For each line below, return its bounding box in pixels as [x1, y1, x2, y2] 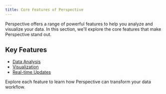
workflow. [5, 84, 25, 90]
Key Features [5, 46, 47, 54]
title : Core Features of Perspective [5, 7, 84, 12]
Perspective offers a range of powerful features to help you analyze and [5, 21, 153, 27]
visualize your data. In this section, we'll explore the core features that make [5, 26, 162, 32]
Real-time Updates [12, 69, 51, 75]
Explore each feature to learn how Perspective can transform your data [5, 79, 151, 85]
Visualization [12, 64, 39, 70]
